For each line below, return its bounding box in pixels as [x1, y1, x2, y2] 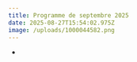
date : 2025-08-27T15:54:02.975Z [8, 19, 115, 27]
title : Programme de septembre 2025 [8, 11, 129, 20]
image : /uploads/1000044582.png [8, 26, 115, 34]
